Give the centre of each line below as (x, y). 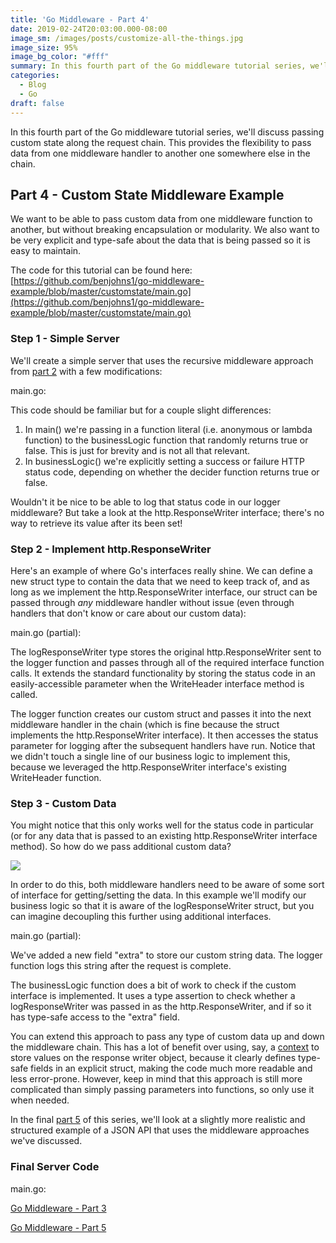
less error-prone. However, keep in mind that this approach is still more (156, 1079)
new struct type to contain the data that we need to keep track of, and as (160, 581)
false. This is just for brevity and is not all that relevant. (137, 450)
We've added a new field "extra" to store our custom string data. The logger (166, 955)
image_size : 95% (44, 47)
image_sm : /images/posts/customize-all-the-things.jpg (127, 38)
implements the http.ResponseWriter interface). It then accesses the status (164, 735)
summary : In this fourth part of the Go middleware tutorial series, (158, 66)
